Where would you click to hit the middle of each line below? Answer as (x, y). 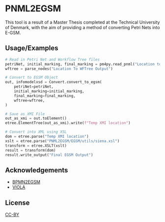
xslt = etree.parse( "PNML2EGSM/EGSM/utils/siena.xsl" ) (62, 141)
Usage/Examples (32, 48)
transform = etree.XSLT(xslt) (36, 146)
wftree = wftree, (29, 100)
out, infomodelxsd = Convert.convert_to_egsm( (54, 82)
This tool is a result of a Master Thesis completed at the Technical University (82, 22)
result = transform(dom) (30, 150)
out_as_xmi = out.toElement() (36, 119)
